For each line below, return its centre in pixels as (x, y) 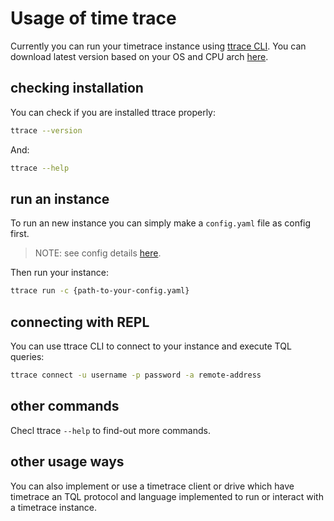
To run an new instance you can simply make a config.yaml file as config (161, 223)
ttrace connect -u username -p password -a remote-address (136, 375)
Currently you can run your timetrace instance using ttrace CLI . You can (158, 46)
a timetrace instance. (54, 507)
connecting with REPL (80, 322)
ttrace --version (46, 130)
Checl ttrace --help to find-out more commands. (110, 430)
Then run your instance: (59, 273)
